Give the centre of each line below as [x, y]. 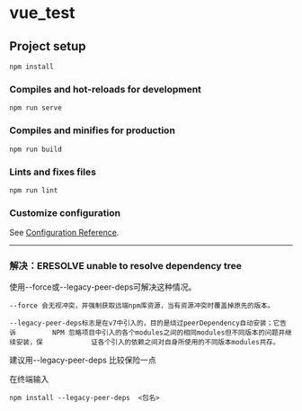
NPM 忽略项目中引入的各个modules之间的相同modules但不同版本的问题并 [169, 333]
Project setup [48, 46]
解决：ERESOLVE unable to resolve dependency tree [126, 266]
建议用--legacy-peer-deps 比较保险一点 [83, 360]
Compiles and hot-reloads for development [106, 89]
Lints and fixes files [53, 172]
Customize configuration [65, 212]
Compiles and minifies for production [92, 130]
